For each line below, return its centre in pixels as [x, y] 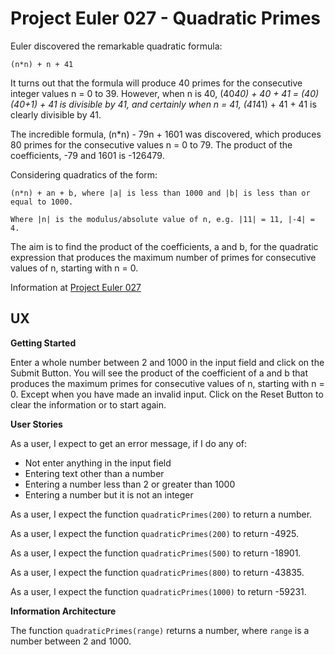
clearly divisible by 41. [56, 114]
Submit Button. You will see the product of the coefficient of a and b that [159, 373]
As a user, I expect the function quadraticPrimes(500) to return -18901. [156, 553]
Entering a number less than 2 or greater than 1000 [130, 484]
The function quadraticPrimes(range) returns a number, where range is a [160, 630]
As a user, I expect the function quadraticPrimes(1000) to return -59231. [158, 591]
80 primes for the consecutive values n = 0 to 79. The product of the [151, 144]
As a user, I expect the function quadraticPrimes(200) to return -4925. [155, 533]
